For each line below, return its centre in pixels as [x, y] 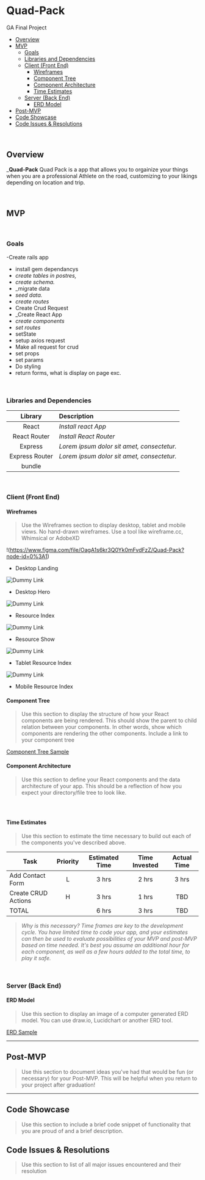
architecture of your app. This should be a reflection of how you [101, 786]
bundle [31, 466]
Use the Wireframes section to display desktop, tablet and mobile [103, 525]
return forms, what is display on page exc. [68, 372]
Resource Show [35, 639]
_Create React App [38, 314]
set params [29, 360]
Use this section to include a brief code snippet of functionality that [106, 1124]
